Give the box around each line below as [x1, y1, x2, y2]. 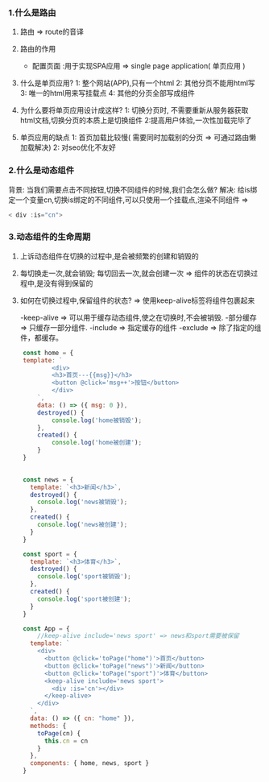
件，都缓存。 [19, 333, 63, 342]
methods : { [29, 722, 67, 730]
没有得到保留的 [43, 278, 93, 288]
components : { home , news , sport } [29, 759, 150, 768]
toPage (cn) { [37, 729, 81, 738]
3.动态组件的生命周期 [8, 231, 91, 242]
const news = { [23, 475, 74, 484]
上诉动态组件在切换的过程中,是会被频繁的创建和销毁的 [19, 251, 199, 261]
